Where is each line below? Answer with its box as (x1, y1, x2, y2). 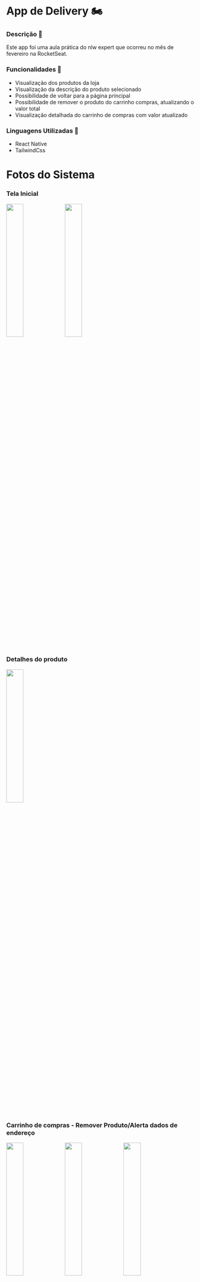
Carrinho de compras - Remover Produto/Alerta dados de (6, 1121, 178, 1129)
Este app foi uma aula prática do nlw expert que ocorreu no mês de (6, 44, 174, 51)
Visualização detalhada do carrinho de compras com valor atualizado (15, 111, 188, 118)
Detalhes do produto (6, 655, 68, 664)
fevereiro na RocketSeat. (6, 50, 68, 58)
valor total (15, 105, 40, 112)
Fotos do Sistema (6, 168, 95, 182)
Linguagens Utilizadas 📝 (6, 126, 79, 135)
